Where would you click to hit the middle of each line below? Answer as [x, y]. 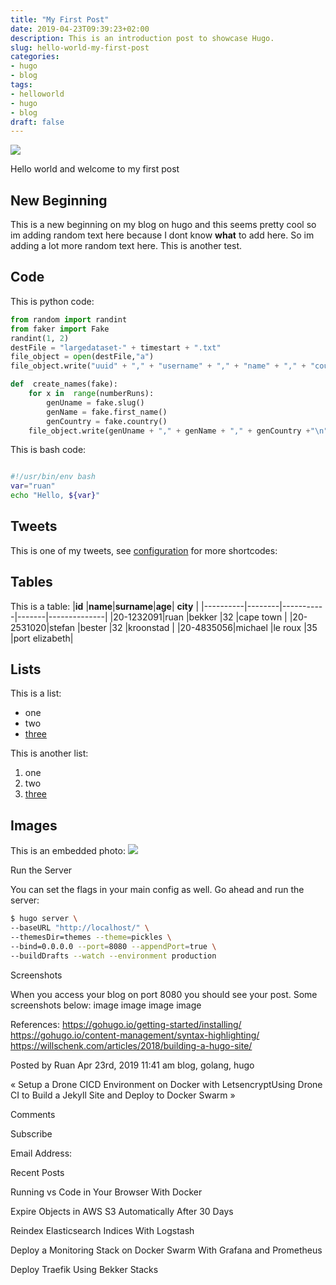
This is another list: [49, 753]
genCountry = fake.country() [107, 421]
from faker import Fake [60, 329]
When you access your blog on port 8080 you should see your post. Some [164, 994]
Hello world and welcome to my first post [95, 169]
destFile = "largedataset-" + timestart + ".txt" [116, 347]
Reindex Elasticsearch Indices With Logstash [102, 1230]
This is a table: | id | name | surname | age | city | [105, 606]
